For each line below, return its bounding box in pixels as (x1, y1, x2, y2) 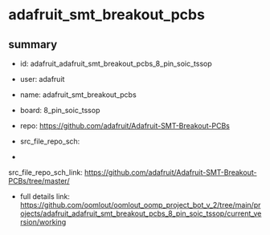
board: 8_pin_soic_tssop (19, 106, 100, 115)
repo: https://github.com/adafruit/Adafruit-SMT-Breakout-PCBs (19, 121, 231, 130)
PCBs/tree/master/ (8, 176, 70, 185)
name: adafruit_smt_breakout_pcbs (19, 90, 137, 99)
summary (8, 38, 58, 51)
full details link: (19, 192, 71, 201)
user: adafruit (19, 75, 65, 83)
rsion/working (19, 217, 67, 226)
